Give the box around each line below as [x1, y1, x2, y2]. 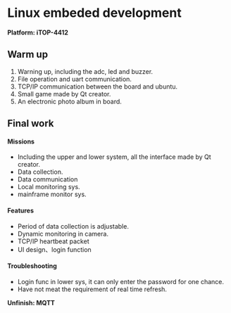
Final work [7, 117, 54, 129]
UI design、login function [17, 245, 92, 254]
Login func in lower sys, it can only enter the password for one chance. [17, 277, 224, 286]
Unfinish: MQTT [7, 298, 55, 307]
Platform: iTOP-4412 [7, 28, 69, 37]
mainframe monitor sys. [17, 190, 87, 198]
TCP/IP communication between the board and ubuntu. [17, 82, 178, 91]
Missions [7, 137, 35, 146]
